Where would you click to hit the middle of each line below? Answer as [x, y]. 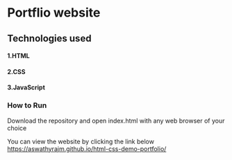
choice [17, 128]
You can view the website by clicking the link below [81, 141]
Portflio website [54, 13]
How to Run [27, 105]
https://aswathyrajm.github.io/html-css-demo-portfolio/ [87, 149]
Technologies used [49, 38]
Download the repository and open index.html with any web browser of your [116, 121]
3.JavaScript [26, 87]
